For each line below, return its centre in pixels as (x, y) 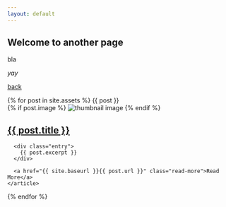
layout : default (31, 14)
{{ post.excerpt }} (49, 153)
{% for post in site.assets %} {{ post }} (63, 100)
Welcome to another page (65, 43)
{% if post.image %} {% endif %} (84, 108)
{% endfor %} (28, 197)
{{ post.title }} (39, 130)
